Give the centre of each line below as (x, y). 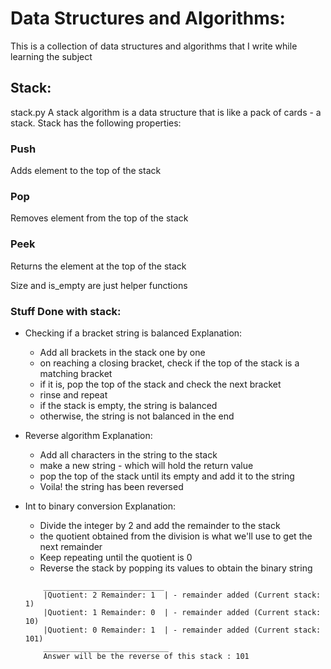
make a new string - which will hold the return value (146, 465)
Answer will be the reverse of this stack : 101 (146, 656)
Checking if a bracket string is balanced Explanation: (133, 333)
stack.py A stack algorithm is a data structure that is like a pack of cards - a (166, 112)
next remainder (71, 546)
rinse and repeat (73, 394)
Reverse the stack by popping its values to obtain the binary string (176, 568)
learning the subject (51, 56)
